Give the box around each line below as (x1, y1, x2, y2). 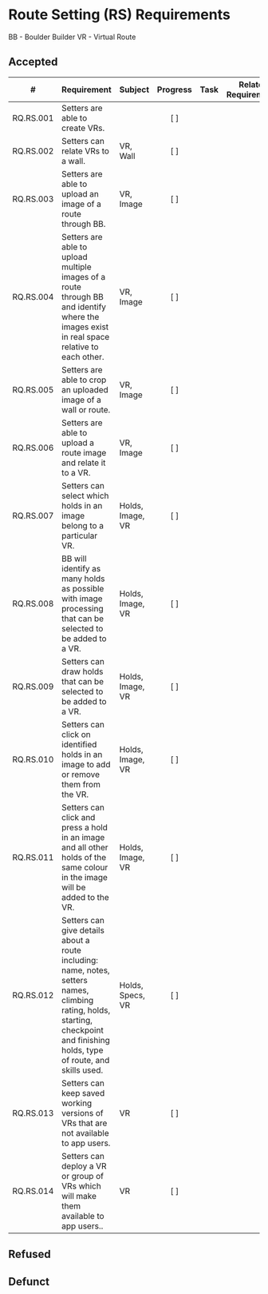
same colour (61, 862, 108, 873)
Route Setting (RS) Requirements (8, 6, 231, 24)
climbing (61, 994, 94, 1005)
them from (61, 778, 101, 790)
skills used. (61, 1065, 104, 1076)
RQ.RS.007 (12, 510, 54, 521)
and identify (61, 301, 106, 313)
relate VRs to (61, 145, 110, 157)
